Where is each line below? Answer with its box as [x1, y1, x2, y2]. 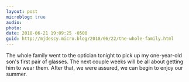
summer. [6, 71, 28, 77]
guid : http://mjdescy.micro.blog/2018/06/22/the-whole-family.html [6, 36, 174, 42]
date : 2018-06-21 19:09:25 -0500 [6, 30, 88, 36]
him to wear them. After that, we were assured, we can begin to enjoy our [6, 64, 183, 71]
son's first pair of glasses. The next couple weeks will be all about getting [6, 58, 183, 65]
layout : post [6, 8, 38, 15]
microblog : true [6, 14, 46, 20]
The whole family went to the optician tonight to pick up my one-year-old [6, 52, 183, 59]
